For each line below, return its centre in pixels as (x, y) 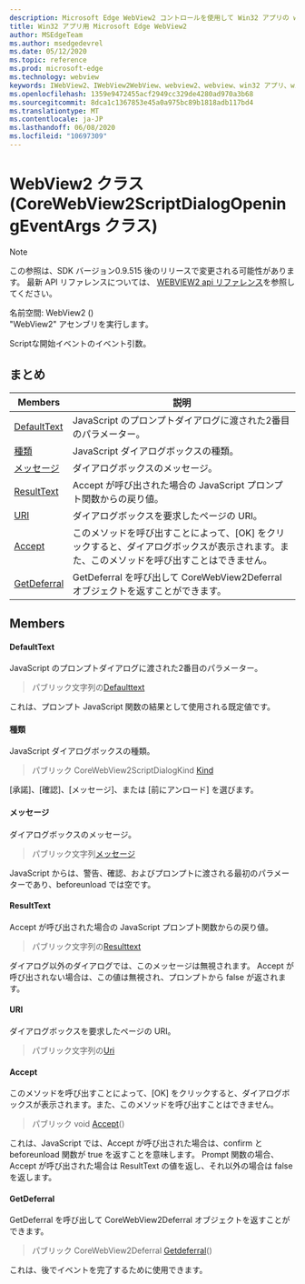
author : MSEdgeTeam (46, 35)
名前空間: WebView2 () (52, 312)
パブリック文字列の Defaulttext (88, 687)
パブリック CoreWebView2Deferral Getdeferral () (122, 1250)
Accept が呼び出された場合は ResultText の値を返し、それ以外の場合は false (151, 1166)
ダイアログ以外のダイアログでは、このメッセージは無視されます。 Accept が (152, 966)
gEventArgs (55, 226)
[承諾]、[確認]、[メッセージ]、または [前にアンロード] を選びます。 (134, 790)
